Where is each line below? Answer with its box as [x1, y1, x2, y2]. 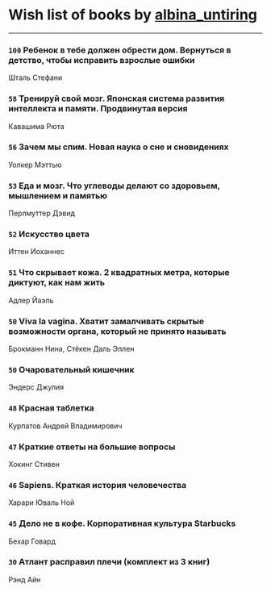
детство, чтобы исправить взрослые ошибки [8, 54, 195, 65]
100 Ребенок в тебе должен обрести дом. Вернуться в [8, 44, 231, 56]
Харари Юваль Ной [8, 498, 75, 507]
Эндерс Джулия [8, 382, 65, 392]
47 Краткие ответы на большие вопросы [8, 441, 176, 452]
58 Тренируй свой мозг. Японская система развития [8, 93, 225, 104]
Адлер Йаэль [8, 295, 54, 305]
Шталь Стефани [8, 73, 63, 82]
